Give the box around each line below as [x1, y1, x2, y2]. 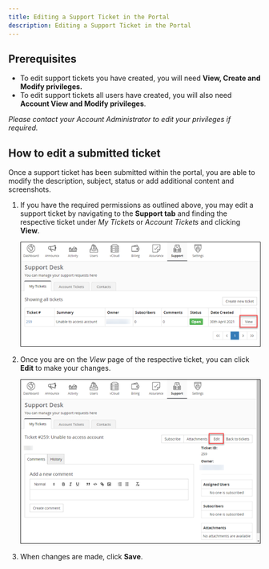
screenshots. [8, 185, 51, 194]
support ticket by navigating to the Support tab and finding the [19, 209, 228, 218]
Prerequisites [8, 52, 77, 66]
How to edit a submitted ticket [8, 146, 161, 160]
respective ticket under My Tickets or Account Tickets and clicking [19, 217, 241, 227]
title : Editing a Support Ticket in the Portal [8, 13, 171, 21]
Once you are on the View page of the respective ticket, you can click [19, 355, 250, 364]
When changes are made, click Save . [19, 551, 143, 561]
